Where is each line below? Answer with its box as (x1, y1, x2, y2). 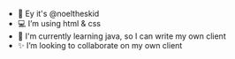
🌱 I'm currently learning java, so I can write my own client (17, 31, 227, 41)
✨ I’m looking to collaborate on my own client (17, 41, 183, 50)
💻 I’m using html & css (17, 18, 102, 28)
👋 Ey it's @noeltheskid (17, 9, 100, 18)
